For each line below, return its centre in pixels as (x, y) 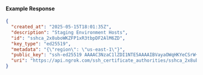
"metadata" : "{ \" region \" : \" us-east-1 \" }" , (68, 49)
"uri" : (19, 60)
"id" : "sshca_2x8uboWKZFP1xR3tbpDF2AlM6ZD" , (68, 38)
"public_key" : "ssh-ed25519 (47, 55)
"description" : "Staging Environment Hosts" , (70, 32)
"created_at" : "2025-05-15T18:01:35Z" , (62, 27)
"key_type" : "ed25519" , (41, 44)
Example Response (30, 8)
